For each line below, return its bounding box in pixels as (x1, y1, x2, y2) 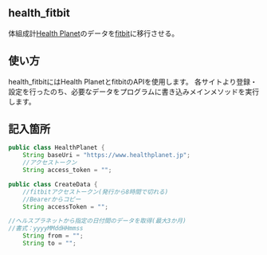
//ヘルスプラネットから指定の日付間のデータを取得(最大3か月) (8, 217, 187, 226)
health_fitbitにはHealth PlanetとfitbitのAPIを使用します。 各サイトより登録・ (8, 76, 257, 86)
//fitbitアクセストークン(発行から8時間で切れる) (22, 187, 169, 196)
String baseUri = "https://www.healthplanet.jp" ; (22, 151, 191, 159)
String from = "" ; (22, 232, 84, 240)
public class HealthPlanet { (8, 143, 105, 152)
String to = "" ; (22, 239, 77, 248)
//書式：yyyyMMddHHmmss (8, 225, 84, 233)
